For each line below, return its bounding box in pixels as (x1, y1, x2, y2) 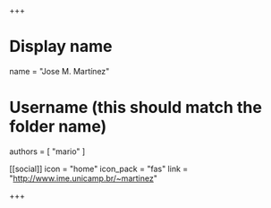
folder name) (9, 117, 107, 137)
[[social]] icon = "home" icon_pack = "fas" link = (9, 163, 189, 174)
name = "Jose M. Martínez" (9, 65, 110, 76)
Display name (9, 37, 113, 56)
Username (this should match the (9, 98, 262, 117)
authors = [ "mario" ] (9, 145, 86, 157)
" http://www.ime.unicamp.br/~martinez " (9, 172, 158, 184)
